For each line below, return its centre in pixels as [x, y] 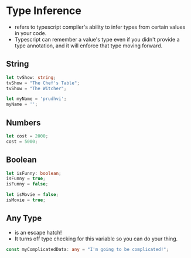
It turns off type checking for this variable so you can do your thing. [96, 239]
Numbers [23, 123]
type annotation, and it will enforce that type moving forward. [88, 46]
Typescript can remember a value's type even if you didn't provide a [97, 39]
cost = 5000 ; [22, 142]
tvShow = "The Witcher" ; [36, 88]
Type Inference [44, 11]
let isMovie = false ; [33, 195]
